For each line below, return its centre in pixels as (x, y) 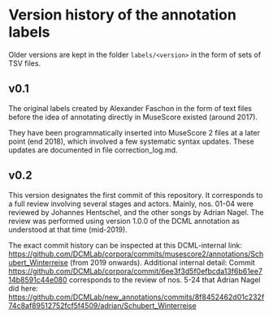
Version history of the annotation (123, 15)
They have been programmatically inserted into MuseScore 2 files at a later (134, 132)
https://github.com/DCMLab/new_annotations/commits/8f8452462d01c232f (136, 297)
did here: (24, 288)
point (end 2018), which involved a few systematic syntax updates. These (131, 141)
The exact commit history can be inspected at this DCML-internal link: (125, 245)
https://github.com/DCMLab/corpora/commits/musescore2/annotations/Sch (136, 254)
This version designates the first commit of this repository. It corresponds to (136, 195)
